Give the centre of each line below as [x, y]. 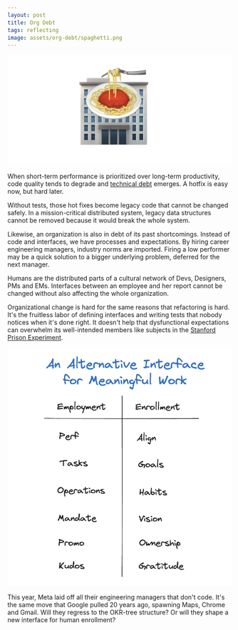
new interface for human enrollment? [62, 620]
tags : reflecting [33, 30]
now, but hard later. [36, 192]
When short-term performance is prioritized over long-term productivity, [114, 176]
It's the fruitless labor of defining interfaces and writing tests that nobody [115, 315]
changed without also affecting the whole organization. [88, 294]
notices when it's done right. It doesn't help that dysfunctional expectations [118, 322]
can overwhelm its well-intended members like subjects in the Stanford [112, 330]
